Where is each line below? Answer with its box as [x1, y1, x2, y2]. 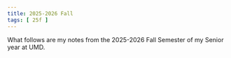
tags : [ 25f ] [7, 17, 49, 23]
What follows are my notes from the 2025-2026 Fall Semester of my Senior [7, 35, 224, 43]
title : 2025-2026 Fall [7, 10, 73, 17]
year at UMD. [7, 43, 45, 51]
